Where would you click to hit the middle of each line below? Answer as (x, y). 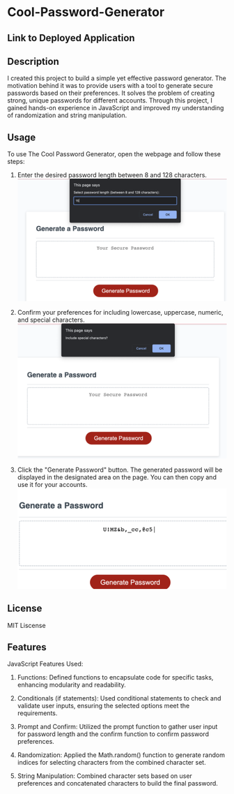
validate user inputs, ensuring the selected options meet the (103, 706)
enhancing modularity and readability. (72, 685)
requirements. (37, 713)
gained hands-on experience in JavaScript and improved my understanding (116, 108)
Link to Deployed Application (71, 38)
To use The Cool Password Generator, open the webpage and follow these (114, 154)
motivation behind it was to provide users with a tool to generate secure (110, 86)
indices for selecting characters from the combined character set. (112, 763)
